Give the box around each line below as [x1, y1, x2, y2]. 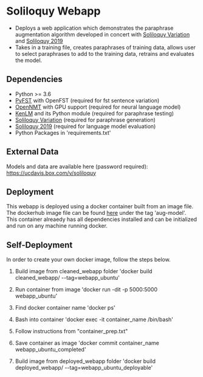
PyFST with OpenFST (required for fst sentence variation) [15, 97, 160, 104]
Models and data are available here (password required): [6, 163, 148, 170]
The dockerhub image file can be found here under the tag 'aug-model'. [6, 209, 187, 217]
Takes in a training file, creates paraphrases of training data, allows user [15, 44, 196, 51]
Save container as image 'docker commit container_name [15, 339, 159, 347]
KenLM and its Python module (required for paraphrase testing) [15, 109, 174, 117]
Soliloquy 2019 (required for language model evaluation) [15, 123, 156, 130]
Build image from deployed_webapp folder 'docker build [15, 358, 156, 365]
